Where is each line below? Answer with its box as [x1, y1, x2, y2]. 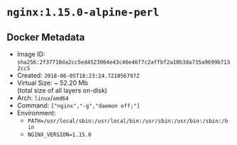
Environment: [16, 109, 56, 117]
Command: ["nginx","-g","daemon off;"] [16, 101, 140, 110]
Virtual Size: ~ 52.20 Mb [16, 79, 89, 87]
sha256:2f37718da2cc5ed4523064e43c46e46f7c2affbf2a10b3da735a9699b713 [16, 59, 231, 66]
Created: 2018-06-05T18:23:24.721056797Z [16, 71, 140, 79]
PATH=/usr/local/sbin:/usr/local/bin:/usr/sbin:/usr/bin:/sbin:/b [27, 117, 228, 124]
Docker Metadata [6, 31, 85, 43]
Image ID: [16, 50, 45, 58]
